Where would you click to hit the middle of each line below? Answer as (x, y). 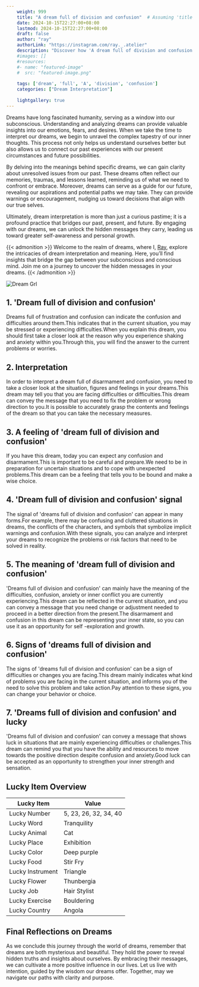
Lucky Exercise (30, 901)
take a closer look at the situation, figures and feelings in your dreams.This (97, 388)
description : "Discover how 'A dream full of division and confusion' (106, 51)
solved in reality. (26, 545)
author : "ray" (34, 39)
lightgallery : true (41, 100)
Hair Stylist (79, 891)
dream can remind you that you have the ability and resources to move (93, 749)
